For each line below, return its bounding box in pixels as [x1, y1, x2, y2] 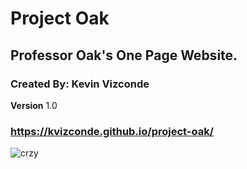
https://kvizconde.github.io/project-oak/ [10, 124, 214, 138]
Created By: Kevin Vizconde [10, 77, 150, 91]
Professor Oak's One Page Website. [10, 47, 238, 64]
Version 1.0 [10, 99, 58, 111]
